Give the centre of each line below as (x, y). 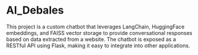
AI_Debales (35, 10)
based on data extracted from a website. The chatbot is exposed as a (91, 39)
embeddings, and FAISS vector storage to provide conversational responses (99, 33)
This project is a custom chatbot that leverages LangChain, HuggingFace (95, 27)
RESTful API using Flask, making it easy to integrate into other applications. (98, 46)
